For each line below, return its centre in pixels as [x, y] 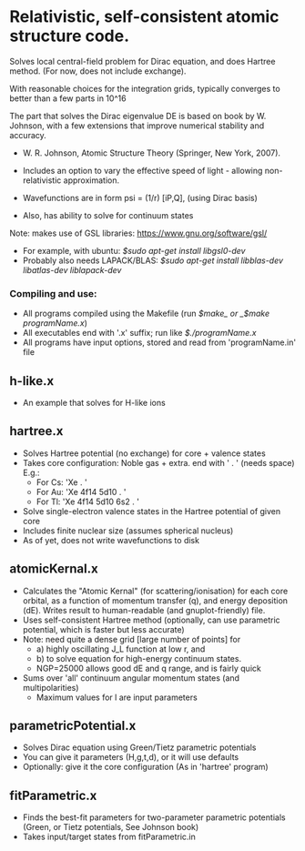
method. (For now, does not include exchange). [98, 71]
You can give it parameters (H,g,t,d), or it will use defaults [131, 757]
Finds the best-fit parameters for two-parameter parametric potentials [154, 817]
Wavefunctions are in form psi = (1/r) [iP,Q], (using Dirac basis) [140, 198]
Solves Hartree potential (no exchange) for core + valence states [144, 453]
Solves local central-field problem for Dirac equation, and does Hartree [142, 61]
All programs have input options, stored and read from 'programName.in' [159, 342]
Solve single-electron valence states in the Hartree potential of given [152, 511]
